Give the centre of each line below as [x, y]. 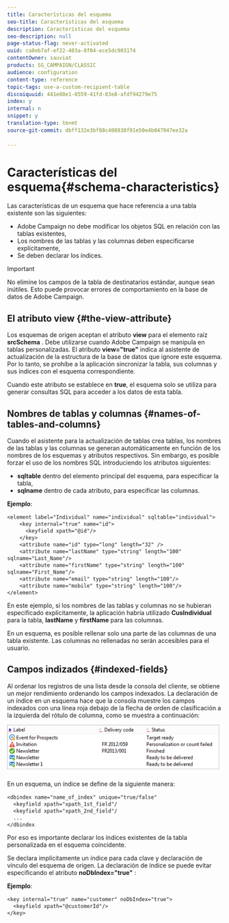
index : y [19, 102]
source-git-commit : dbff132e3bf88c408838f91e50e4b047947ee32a [97, 130]
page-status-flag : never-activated [58, 44]
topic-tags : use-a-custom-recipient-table [68, 87]
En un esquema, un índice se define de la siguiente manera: [91, 784]
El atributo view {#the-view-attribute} [90, 318]
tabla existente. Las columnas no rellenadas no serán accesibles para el [108, 641]
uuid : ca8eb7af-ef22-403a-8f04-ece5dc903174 [71, 51]
